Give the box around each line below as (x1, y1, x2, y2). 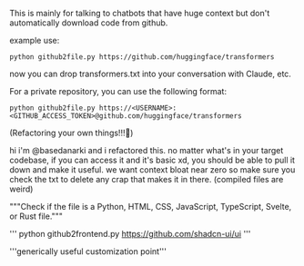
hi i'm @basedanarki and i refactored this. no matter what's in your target (9, 145, 284, 155)
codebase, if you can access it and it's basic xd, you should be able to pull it (9, 154, 296, 165)
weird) (9, 183, 34, 194)
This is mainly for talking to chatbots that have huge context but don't (9, 8, 270, 18)
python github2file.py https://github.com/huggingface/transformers (9, 53, 275, 62)
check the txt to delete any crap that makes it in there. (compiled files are (9, 174, 284, 184)
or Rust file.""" (9, 211, 64, 222)
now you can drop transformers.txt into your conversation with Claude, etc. (9, 68, 291, 79)
